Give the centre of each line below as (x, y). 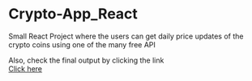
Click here (26, 68)
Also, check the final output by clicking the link (86, 60)
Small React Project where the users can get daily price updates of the (126, 36)
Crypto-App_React (73, 14)
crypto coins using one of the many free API (82, 44)
